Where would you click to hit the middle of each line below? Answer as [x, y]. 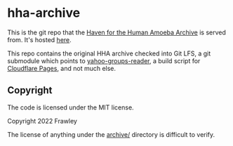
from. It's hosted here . [39, 39]
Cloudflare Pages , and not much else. [62, 68]
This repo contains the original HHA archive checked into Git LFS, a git [109, 53]
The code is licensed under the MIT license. [71, 107]
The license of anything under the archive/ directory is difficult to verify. [111, 134]
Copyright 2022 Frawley [42, 121]
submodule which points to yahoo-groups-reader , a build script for [104, 60]
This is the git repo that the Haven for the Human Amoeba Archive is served [117, 32]
